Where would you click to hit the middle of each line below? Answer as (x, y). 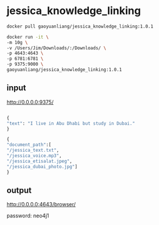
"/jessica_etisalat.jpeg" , (39, 161)
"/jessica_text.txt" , (33, 151)
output (19, 190)
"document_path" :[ (29, 145)
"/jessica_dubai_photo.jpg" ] (42, 166)
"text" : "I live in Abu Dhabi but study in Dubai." (71, 123)
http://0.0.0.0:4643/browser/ (41, 204)
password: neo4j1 (28, 216)
